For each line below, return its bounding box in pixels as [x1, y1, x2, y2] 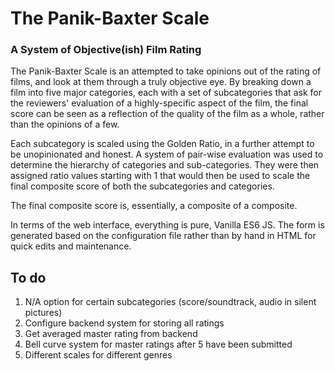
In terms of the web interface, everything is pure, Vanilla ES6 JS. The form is [10, 219, 325, 231]
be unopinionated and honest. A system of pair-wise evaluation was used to [10, 148, 324, 161]
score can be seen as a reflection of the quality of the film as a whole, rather [10, 108, 325, 120]
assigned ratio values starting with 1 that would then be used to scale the [10, 170, 311, 182]
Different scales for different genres [24, 349, 173, 361]
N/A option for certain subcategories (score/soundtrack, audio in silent [24, 296, 317, 308]
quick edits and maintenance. [10, 240, 132, 252]
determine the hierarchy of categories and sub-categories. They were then [10, 159, 320, 171]
